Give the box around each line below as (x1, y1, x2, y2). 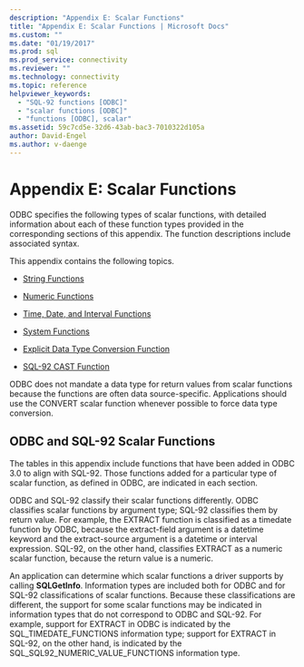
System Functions (22, 326, 91, 337)
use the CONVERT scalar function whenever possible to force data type (9, 397, 279, 408)
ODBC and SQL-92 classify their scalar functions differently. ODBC (9, 495, 259, 505)
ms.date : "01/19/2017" (9, 38, 95, 48)
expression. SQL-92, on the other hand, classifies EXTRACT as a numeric (9, 543, 283, 554)
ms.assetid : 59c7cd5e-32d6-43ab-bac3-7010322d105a (9, 123, 205, 132)
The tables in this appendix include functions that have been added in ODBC (9, 457, 295, 468)
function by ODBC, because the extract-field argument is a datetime (9, 524, 264, 535)
